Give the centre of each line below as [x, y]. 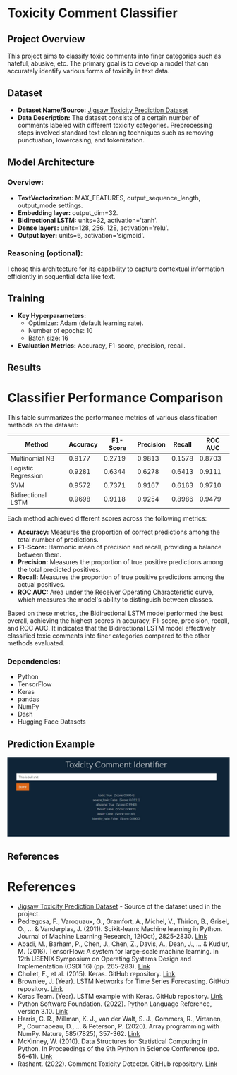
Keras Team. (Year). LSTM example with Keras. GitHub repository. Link [120, 996]
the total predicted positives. [59, 569]
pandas [29, 699]
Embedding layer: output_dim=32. [68, 212]
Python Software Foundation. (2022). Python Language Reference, [115, 1004]
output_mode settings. [50, 205]
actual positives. [41, 584]
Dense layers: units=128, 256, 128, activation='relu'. [93, 228]
